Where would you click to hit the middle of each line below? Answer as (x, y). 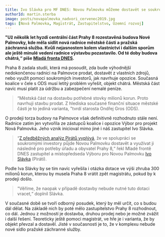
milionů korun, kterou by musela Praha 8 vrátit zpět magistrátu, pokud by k (81, 174)
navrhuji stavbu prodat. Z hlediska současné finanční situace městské (88, 103)
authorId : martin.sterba (30, 14)
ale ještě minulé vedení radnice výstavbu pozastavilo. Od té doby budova (81, 53)
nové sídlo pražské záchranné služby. (43, 230)
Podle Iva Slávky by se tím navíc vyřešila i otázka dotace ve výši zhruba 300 (82, 169)
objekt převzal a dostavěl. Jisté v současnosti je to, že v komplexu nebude (80, 224)
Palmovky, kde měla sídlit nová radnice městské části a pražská (71, 43)
